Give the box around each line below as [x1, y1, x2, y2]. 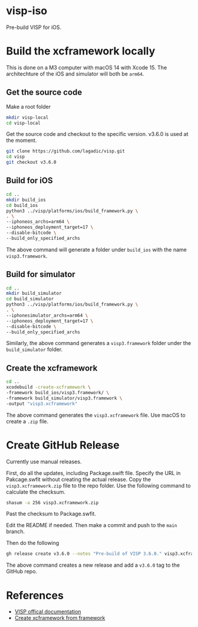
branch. [6, 528, 25, 535]
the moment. [6, 137, 37, 144]
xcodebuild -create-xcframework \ [6, 384, 91, 391]
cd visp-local [6, 120, 41, 126]
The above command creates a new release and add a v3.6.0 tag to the [6, 561, 180, 568]
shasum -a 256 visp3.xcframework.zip [6, 499, 99, 506]
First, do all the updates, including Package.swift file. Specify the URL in [6, 469, 181, 476]
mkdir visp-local [6, 114, 49, 121]
